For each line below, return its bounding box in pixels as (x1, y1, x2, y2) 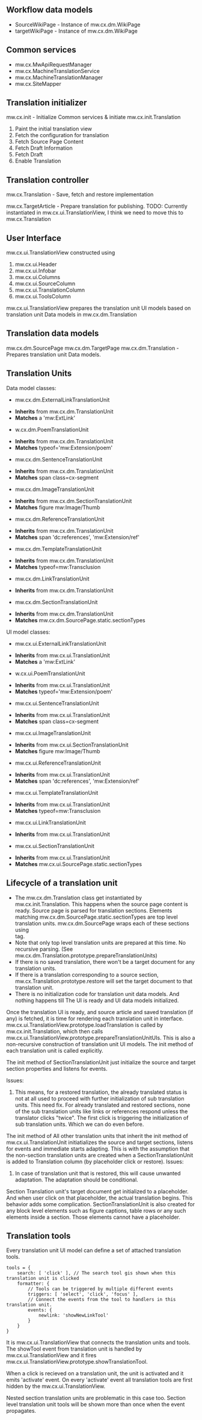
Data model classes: (6, 384, 57, 391)
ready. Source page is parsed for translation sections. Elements (14, 907, 173, 914)
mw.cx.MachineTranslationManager (14, 74, 103, 81)
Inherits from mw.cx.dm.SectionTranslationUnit (14, 497, 132, 504)
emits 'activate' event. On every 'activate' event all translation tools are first (6, 1377, 193, 1384)
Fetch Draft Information (14, 144, 73, 152)
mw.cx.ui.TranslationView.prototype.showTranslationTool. (6, 1358, 148, 1366)
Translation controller (6, 175, 89, 185)
